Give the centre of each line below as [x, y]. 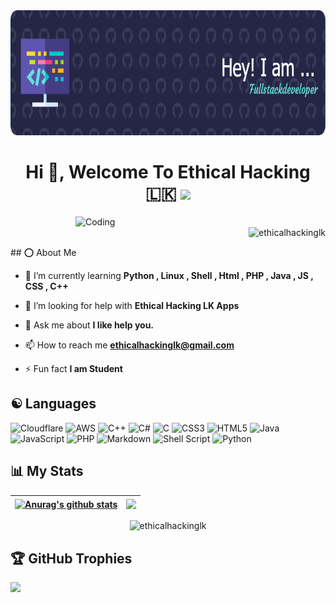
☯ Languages [53, 404]
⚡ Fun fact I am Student [73, 368]
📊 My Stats [47, 471]
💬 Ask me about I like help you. [89, 325]
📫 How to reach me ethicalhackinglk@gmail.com [129, 345]
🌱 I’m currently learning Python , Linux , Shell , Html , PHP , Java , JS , [169, 275]
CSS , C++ [46, 286]
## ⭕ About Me [43, 252]
